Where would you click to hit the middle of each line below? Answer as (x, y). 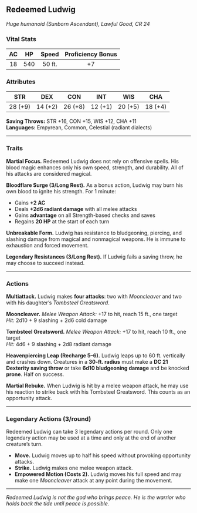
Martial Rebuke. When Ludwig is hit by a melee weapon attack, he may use (97, 385)
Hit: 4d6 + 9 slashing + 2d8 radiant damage (59, 344)
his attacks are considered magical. (49, 173)
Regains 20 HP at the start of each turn (62, 221)
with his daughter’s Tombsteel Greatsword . (58, 303)
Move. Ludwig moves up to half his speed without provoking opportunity (103, 455)
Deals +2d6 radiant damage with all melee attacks (76, 209)
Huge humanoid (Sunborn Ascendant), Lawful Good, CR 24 (78, 24)
